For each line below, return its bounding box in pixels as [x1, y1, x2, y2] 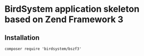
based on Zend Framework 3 [4, 14, 123, 25]
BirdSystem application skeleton [4, 3, 140, 15]
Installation [4, 33, 40, 42]
